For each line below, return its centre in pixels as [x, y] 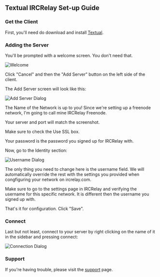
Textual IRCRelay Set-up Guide [52, 8]
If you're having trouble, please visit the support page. [59, 269]
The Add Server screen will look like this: [46, 89]
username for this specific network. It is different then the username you [77, 194]
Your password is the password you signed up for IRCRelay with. [69, 141]
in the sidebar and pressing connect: [42, 237]
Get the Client [22, 22]
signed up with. [20, 199]
